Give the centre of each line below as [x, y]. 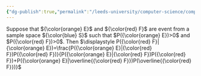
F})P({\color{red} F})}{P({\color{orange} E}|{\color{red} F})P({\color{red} [96, 54]
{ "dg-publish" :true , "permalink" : [48, 12]
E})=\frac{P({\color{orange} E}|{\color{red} [99, 48]
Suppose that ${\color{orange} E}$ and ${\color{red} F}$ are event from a [98, 29]
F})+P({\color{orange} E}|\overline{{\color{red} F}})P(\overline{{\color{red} [99, 60]
